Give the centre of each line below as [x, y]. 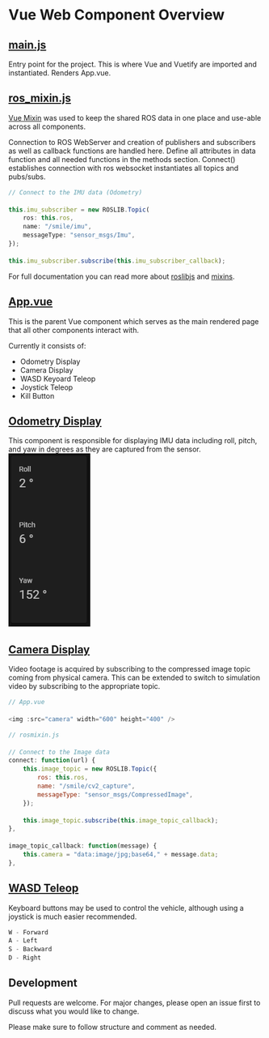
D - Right [25, 958]
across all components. [47, 126]
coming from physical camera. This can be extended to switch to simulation [134, 677]
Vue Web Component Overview [116, 15]
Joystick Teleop [46, 387]
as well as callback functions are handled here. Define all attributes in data [132, 151]
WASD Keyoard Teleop [58, 378]
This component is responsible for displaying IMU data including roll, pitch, [133, 441]
